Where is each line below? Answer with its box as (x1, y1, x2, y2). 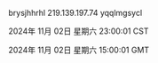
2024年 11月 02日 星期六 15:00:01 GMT (8, 44, 150, 55)
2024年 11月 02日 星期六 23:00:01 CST (8, 26, 149, 36)
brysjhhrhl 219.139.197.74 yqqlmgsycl (8, 8, 143, 18)
